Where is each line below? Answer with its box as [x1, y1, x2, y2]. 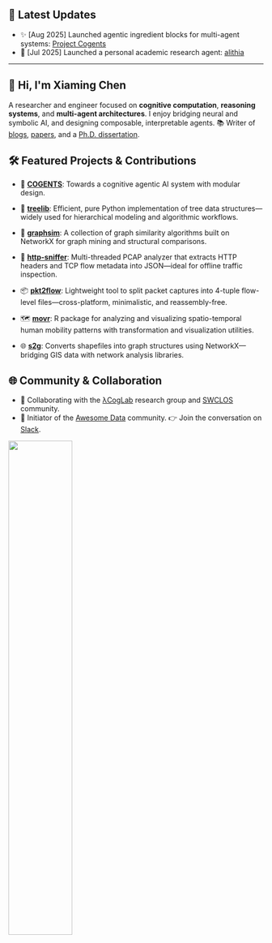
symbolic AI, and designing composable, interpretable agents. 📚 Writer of [8, 118, 256, 127]
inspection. [19, 269, 58, 280]
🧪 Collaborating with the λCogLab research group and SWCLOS [19, 395, 233, 405]
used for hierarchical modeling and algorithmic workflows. [44, 212, 239, 222]
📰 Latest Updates [8, 8, 97, 22]
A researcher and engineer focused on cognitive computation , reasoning [8, 100, 257, 109]
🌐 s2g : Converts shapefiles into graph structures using [19, 341, 204, 351]
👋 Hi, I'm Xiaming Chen [8, 79, 127, 92]
